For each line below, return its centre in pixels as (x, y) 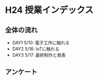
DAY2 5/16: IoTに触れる (36, 49)
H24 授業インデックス (49, 10)
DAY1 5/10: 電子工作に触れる (41, 43)
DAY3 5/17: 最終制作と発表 (39, 55)
